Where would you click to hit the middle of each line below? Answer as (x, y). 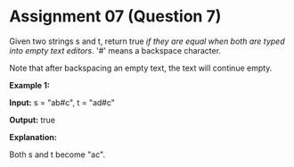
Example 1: (30, 85)
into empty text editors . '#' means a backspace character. (115, 50)
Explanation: (33, 137)
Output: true (33, 120)
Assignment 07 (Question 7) (115, 17)
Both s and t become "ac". (57, 154)
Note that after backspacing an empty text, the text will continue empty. (141, 68)
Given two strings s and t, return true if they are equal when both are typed (147, 41)
